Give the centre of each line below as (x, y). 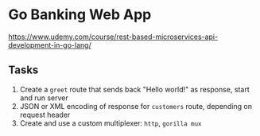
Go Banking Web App (80, 15)
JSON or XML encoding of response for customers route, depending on (136, 106)
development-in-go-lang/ (50, 45)
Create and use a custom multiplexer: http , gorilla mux (111, 123)
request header (45, 115)
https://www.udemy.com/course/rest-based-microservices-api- (113, 37)
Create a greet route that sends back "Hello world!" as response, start (134, 89)
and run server (44, 98)
